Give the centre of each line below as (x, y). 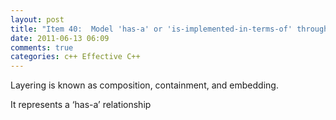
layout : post (37, 19)
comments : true (42, 47)
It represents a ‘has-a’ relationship (81, 105)
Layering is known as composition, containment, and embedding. (144, 85)
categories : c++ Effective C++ (75, 57)
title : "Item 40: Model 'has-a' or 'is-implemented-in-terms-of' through (169, 29)
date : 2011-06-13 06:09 (60, 38)
